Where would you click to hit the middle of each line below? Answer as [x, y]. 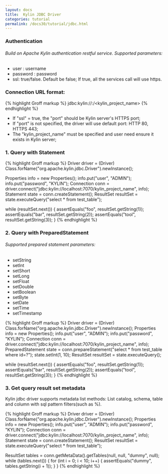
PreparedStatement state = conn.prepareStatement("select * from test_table [84, 349]
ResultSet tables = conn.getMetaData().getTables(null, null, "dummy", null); [82, 455]
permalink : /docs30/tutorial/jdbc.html [47, 24]
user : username [29, 68]
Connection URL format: [35, 92]
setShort [21, 271]
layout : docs [19, 10]
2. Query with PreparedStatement [47, 232]
